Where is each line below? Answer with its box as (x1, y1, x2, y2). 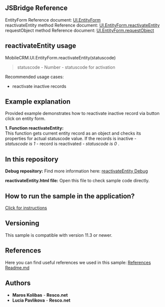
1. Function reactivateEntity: (5, 125, 64, 131)
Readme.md (5, 265, 29, 271)
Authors (5, 279, 31, 287)
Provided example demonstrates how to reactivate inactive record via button (5, 111, 160, 116)
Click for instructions (5, 205, 48, 211)
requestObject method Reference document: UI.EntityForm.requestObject (5, 27, 154, 33)
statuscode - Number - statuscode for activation (17, 64, 115, 70)
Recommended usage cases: (5, 74, 64, 80)
